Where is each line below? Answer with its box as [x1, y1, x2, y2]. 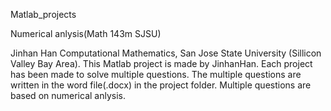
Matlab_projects [10, 9, 77, 20]
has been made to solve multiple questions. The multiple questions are [10, 69, 302, 80]
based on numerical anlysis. [10, 90, 126, 101]
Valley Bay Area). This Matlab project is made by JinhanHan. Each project [10, 58, 313, 69]
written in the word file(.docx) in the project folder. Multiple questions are [10, 79, 312, 91]
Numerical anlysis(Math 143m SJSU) [10, 28, 162, 39]
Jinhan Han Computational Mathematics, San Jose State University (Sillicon [10, 47, 322, 59]
